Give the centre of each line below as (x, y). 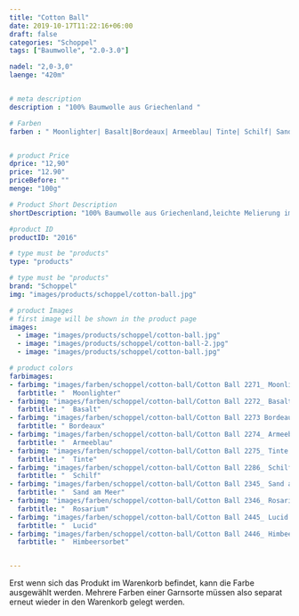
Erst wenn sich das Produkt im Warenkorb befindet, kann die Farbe (132, 583)
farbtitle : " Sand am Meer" (71, 493)
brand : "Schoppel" (43, 286)
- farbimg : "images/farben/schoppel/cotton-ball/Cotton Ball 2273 (135, 418)
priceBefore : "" (39, 181)
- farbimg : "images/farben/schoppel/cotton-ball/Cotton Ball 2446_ (137, 534)
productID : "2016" (43, 237)
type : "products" (41, 262)
